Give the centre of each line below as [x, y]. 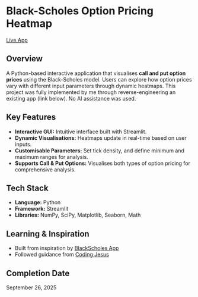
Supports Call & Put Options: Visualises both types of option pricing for [103, 163]
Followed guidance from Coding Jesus [62, 255]
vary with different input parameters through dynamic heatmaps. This [91, 86]
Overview [25, 59]
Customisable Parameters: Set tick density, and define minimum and [100, 151]
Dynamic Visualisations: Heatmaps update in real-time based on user [100, 137]
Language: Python [38, 202]
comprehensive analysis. [45, 169]
